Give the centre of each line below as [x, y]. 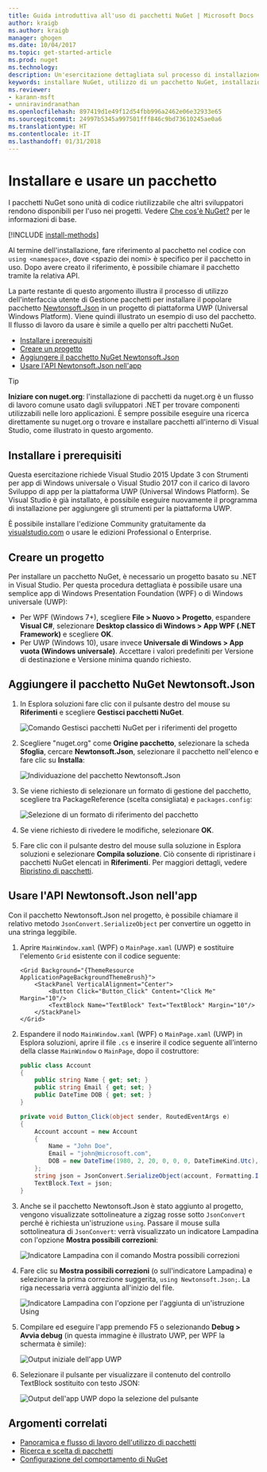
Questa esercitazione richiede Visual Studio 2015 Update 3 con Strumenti [128, 475]
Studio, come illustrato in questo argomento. [81, 430]
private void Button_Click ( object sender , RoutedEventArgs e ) [125, 1116]
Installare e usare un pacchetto [112, 181]
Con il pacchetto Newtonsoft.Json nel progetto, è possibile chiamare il [123, 915]
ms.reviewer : [30, 90]
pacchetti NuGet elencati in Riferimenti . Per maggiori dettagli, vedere [133, 862]
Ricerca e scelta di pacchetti [66, 1451]
